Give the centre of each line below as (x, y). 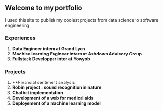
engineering (17, 25)
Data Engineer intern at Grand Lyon (49, 49)
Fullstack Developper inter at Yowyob (51, 59)
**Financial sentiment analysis (43, 83)
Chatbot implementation (38, 93)
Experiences (20, 38)
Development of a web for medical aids (53, 98)
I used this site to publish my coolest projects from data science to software (82, 20)
